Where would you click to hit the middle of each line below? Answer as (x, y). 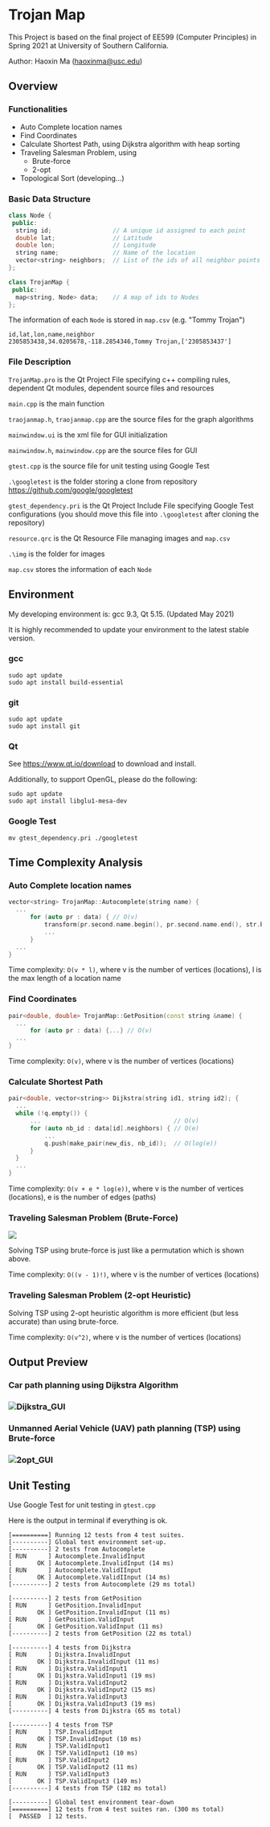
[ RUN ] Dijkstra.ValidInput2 (68, 1683)
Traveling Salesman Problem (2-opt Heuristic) (100, 1295)
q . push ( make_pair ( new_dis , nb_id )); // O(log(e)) (131, 1143)
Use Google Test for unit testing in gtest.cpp (82, 1505)
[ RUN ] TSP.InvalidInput (61, 1732)
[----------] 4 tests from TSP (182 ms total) (88, 1788)
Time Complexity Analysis (76, 862)
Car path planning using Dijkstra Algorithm (94, 1385)
